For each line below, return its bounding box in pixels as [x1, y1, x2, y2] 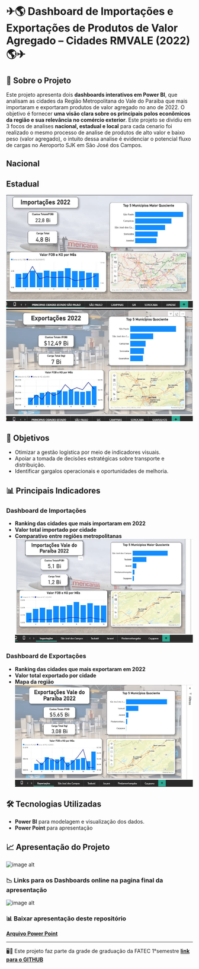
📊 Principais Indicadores [6, 485, 101, 495]
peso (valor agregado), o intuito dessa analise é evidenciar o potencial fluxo [6, 135, 191, 142]
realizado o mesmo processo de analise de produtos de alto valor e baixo [6, 129, 185, 136]
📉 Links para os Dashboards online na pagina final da [6, 876, 163, 884]
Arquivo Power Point [6, 930, 58, 938]
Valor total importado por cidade [14, 526, 97, 533]
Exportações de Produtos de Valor [6, 21, 178, 35]
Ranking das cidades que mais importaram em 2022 [14, 520, 146, 527]
